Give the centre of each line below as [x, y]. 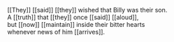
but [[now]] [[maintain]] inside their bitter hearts [76, 24]
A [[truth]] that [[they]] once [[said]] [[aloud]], [73, 17]
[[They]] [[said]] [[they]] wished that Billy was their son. [87, 10]
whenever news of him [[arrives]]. [56, 32]
